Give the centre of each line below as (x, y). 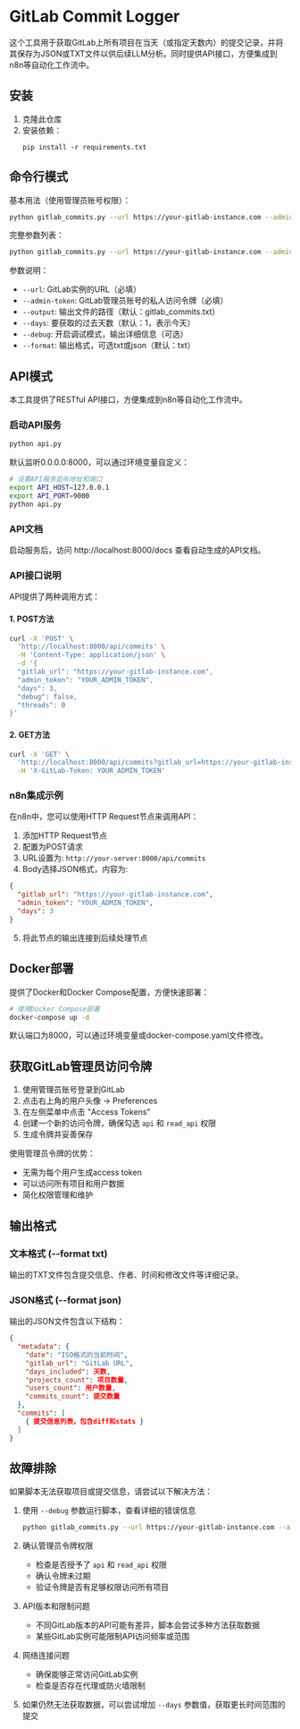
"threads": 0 (42, 705)
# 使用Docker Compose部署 (55, 1009)
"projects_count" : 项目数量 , (77, 1380)
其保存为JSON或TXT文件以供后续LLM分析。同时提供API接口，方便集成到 (144, 53)
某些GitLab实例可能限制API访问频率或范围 (112, 1637)
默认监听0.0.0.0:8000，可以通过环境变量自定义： (100, 462)
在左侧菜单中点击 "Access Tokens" (86, 1112)
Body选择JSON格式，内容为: (75, 869)
